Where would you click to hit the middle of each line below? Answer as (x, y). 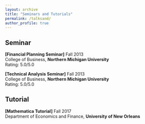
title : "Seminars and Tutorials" (39, 14)
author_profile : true (27, 23)
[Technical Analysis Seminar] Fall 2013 (45, 74)
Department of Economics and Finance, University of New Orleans (72, 116)
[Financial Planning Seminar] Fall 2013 (44, 54)
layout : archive (21, 9)
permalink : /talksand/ (28, 18)
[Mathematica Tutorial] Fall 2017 (38, 111)
